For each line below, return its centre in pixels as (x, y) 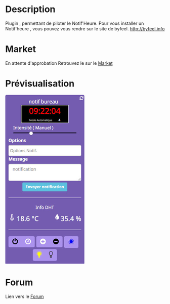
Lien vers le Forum (25, 296)
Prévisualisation (40, 84)
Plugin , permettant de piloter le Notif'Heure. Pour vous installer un (75, 23)
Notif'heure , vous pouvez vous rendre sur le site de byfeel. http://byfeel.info (85, 28)
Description (30, 9)
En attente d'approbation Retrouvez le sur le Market (59, 63)
